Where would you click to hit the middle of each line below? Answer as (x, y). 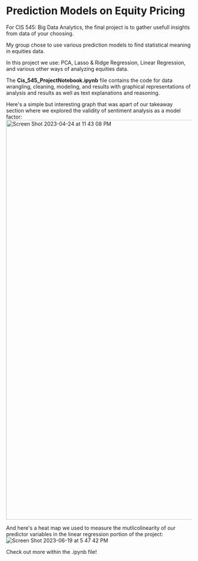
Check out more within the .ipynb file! (52, 552)
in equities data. (26, 51)
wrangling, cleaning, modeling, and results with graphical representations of (98, 86)
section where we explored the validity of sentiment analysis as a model (93, 110)
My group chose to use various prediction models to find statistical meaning (98, 45)
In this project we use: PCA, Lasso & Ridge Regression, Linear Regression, (96, 63)
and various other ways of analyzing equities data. (67, 68)
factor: (14, 117)
